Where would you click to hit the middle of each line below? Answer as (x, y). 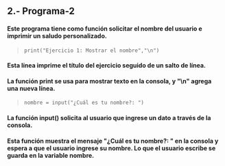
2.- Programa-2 (41, 11)
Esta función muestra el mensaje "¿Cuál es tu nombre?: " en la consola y (113, 141)
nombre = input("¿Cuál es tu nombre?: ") (84, 103)
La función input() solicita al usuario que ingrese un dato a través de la (109, 117)
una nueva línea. (31, 88)
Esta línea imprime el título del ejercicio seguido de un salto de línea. (106, 66)
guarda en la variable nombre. (51, 155)
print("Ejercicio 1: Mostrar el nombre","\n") (92, 51)
